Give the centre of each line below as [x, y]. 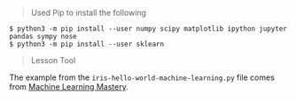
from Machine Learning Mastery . [69, 87]
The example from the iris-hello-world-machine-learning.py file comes [142, 77]
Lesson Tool [53, 60]
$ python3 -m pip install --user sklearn [87, 44]
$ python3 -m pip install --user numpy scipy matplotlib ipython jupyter [148, 29]
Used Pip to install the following [88, 13]
